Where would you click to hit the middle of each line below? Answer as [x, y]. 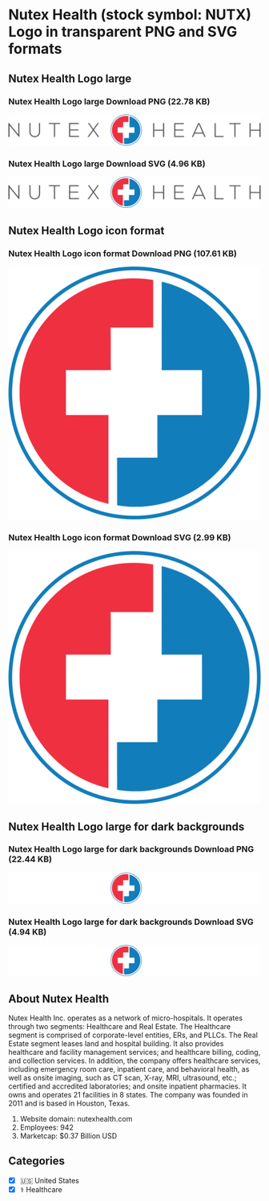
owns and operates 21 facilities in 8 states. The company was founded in [128, 1094]
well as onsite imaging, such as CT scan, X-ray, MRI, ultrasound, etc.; [122, 1077]
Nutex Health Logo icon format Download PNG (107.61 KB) [123, 253]
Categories [37, 1161]
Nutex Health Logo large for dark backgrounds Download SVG [131, 922]
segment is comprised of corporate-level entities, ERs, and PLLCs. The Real [133, 1035]
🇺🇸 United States [50, 1180]
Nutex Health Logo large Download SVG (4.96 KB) [107, 164]
